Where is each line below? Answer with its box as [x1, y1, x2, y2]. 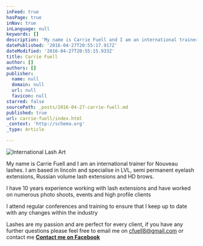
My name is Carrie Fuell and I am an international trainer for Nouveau [6, 160, 178, 167]
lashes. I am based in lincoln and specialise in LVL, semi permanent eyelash [6, 166, 195, 174]
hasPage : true [6, 14, 42, 20]
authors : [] [6, 65, 36, 71]
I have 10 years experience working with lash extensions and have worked [6, 184, 192, 192]
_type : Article [6, 127, 45, 133]
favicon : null [11, 93, 47, 99]
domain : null [11, 82, 45, 88]
